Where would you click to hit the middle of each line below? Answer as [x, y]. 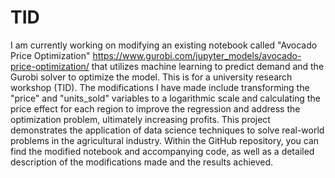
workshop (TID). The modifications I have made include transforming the [160, 87]
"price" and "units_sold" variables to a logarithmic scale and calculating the [165, 98]
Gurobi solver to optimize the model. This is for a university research [151, 77]
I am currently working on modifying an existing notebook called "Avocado [164, 45]
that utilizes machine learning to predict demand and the [208, 66]
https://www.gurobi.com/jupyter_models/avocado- [197, 55]
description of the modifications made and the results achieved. [142, 162]
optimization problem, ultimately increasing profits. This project [140, 119]
